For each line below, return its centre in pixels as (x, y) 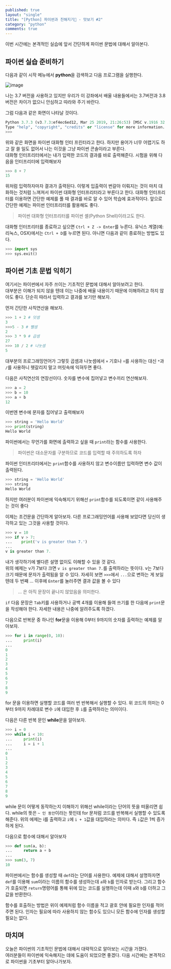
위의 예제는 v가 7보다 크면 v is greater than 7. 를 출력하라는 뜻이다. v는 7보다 (84, 568)
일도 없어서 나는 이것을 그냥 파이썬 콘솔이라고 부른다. (74, 149)
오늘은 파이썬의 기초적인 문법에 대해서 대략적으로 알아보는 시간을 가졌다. (77, 949)
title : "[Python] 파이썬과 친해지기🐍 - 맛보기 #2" (54, 19)
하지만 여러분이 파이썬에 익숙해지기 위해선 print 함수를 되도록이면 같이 (75, 499)
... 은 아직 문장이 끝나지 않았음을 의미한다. (59, 592)
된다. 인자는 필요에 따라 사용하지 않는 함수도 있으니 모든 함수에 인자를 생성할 (90, 911)
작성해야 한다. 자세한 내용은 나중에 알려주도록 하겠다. (63, 609)
